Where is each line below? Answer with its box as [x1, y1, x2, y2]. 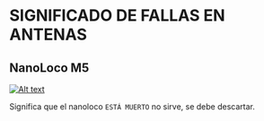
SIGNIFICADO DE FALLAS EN [9, 5, 226, 26]
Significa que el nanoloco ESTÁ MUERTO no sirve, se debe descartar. [9, 101, 256, 112]
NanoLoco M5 [9, 60, 90, 75]
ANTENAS [9, 24, 88, 45]
